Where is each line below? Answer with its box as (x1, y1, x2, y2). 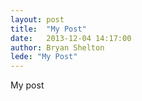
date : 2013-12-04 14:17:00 (10, 33, 132, 43)
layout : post (10, 14, 65, 25)
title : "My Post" (10, 24, 87, 34)
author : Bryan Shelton (10, 42, 105, 53)
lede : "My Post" (10, 52, 78, 62)
